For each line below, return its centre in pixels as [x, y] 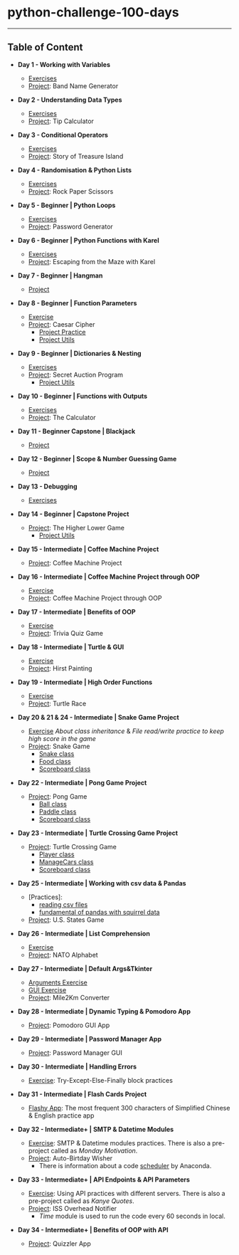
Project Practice [63, 332]
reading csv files [63, 904]
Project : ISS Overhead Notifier [73, 1208]
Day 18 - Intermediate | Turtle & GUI [71, 647]
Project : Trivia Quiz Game [65, 633]
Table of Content [45, 47]
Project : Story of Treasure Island [76, 156]
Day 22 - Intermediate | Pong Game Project [82, 782]
